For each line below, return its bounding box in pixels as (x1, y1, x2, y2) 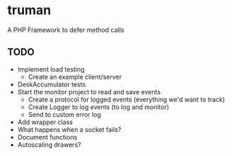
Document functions (17, 133, 78, 141)
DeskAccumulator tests (17, 80, 86, 89)
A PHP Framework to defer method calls (7, 26, 124, 34)
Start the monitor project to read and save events (17, 87, 161, 96)
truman (7, 2, 52, 18)
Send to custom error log (28, 110, 101, 118)
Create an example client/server (28, 72, 122, 81)
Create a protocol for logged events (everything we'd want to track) (28, 95, 225, 104)
